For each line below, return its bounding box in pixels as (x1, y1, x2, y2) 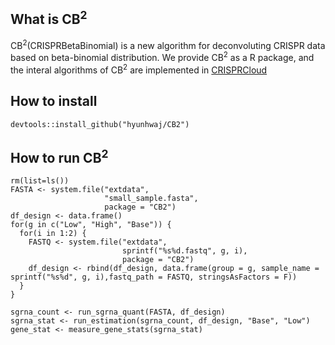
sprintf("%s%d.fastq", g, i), (121, 246, 248, 256)
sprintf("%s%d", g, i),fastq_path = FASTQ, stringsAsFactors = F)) (10, 272, 298, 283)
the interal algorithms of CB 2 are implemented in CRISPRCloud (10, 62, 268, 76)
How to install (10, 93, 98, 110)
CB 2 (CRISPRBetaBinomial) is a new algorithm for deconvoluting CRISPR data (10, 37, 326, 51)
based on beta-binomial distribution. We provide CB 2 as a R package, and (10, 50, 315, 64)
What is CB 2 (10, 8, 88, 28)
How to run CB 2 (10, 146, 109, 166)
